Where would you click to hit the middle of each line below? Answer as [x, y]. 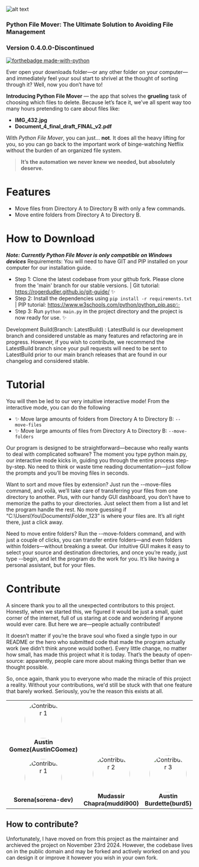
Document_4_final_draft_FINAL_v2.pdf [63, 127]
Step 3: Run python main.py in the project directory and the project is [99, 311]
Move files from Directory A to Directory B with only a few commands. [100, 209]
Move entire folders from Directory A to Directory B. [78, 215]
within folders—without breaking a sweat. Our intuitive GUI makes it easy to [98, 546]
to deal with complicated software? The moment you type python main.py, [97, 454]
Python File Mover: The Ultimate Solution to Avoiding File [90, 24]
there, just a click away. [35, 522]
